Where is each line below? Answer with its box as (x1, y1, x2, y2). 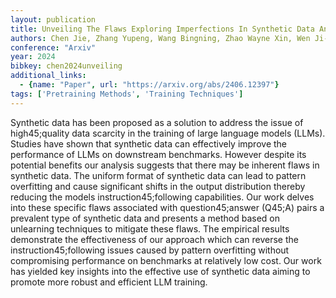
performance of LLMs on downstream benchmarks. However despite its (10, 148, 307, 160)
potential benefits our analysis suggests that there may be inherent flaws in (10, 159, 320, 171)
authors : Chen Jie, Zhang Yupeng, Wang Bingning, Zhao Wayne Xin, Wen (10, 33, 311, 43)
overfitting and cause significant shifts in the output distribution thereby (10, 180, 306, 192)
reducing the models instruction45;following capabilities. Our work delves (10, 191, 315, 203)
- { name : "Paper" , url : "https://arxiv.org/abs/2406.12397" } (19, 80, 280, 90)
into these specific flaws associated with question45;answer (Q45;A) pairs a (10, 201, 325, 213)
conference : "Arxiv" (10, 42, 97, 53)
